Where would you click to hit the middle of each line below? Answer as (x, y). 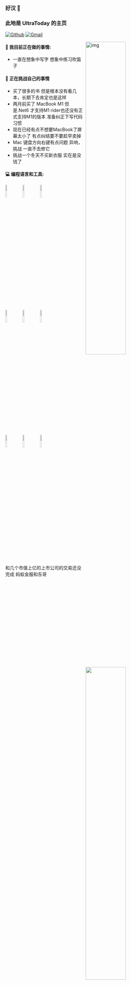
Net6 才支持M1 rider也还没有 (48, 110)
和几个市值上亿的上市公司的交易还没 (43, 567)
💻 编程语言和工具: (25, 174)
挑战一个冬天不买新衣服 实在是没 (47, 155)
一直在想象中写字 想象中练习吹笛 (47, 60)
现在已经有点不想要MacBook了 (45, 129)
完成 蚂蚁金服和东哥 (26, 574)
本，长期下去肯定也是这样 (40, 97)
